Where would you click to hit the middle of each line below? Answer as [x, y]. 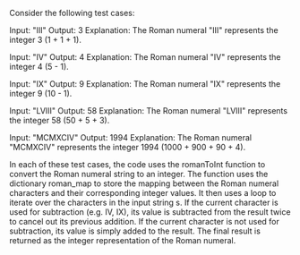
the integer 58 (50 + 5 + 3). [60, 120]
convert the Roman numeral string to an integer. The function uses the [139, 174]
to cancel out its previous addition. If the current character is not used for [144, 221]
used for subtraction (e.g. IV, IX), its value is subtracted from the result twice [150, 212]
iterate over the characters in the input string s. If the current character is [144, 202]
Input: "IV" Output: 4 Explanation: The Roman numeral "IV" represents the [145, 57]
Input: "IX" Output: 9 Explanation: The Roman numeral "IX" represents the [145, 84]
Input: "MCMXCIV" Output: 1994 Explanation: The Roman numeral [131, 137]
